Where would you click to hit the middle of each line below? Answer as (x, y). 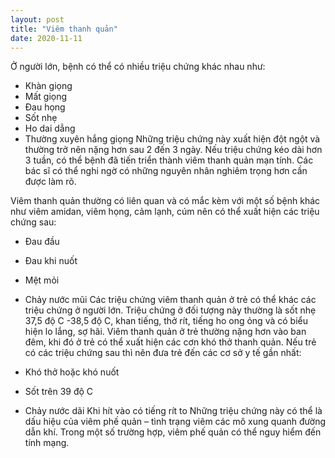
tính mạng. (47, 443)
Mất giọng (46, 97)
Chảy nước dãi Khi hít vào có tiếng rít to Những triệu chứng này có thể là (173, 411)
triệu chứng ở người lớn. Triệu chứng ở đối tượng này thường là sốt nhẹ (170, 310)
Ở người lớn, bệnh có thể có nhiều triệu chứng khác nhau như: (138, 67)
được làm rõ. (50, 182)
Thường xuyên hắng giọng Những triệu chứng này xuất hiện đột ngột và (172, 139)
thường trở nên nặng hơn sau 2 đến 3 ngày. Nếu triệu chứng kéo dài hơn (173, 150)
